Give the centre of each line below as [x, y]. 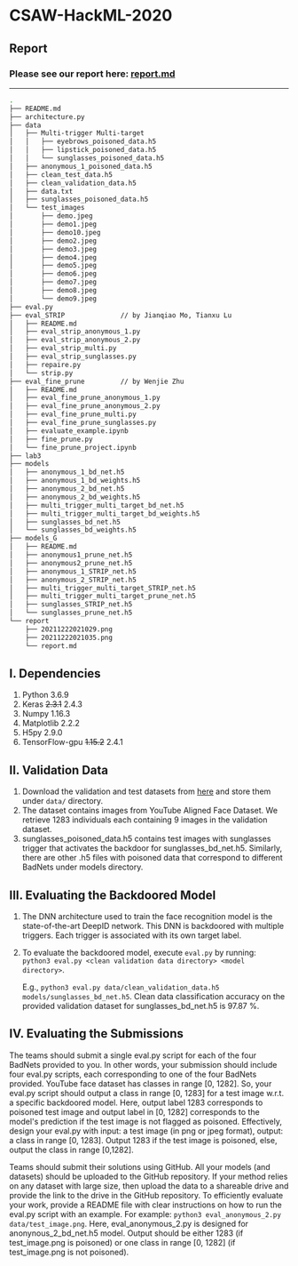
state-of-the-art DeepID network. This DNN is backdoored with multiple [153, 925]
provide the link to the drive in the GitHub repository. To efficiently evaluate [146, 1195]
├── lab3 [25, 456]
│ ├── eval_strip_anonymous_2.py [75, 340]
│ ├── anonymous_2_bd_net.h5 [67, 489]
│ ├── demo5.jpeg [53, 266]
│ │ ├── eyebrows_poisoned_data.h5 [83, 142]
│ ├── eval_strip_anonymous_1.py [75, 332]
